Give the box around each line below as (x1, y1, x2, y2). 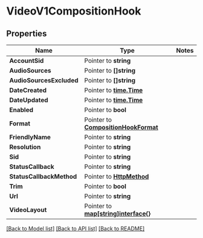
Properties (6, 28, 47, 39)
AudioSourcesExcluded (9, 76, 79, 84)
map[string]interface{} (84, 210, 151, 217)
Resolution (9, 143, 41, 151)
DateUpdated (9, 96, 48, 104)
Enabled (9, 106, 34, 114)
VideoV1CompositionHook (6, 4, 141, 18)
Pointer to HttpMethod (84, 173, 149, 180)
